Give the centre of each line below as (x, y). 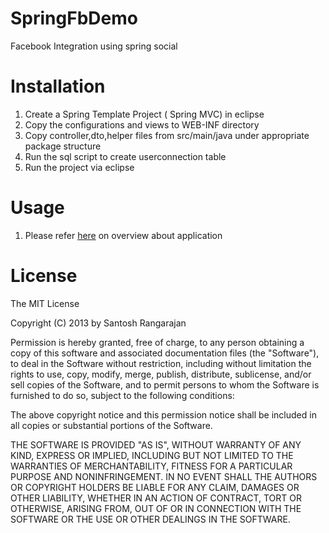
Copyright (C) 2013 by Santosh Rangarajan (98, 323)
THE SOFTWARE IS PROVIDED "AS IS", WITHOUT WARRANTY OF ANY (156, 444)
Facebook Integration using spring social (94, 46)
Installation (58, 86)
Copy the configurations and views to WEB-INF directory (142, 124)
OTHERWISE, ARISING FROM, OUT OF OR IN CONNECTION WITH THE (156, 508)
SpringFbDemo (74, 18)
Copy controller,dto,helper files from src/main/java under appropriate (167, 135)
